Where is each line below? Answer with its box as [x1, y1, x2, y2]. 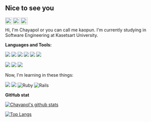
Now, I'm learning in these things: [5, 72, 74, 78]
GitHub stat [5, 92, 30, 98]
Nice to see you [5, 4, 54, 12]
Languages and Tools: [5, 42, 52, 48]
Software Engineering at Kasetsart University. [5, 32, 98, 38]
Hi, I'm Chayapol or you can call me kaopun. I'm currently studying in [5, 27, 147, 33]
